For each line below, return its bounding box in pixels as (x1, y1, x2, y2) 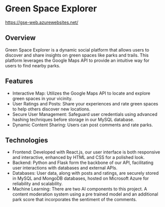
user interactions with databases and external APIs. (12, 165, 117, 171)
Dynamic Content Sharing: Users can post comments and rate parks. (12, 122, 153, 128)
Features (5, 77, 33, 86)
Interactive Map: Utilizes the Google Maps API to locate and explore (12, 90, 151, 96)
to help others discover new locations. (12, 106, 91, 112)
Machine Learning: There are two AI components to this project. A (12, 186, 147, 192)
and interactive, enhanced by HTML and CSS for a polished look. (12, 155, 145, 160)
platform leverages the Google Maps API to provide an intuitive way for (5, 57, 150, 63)
